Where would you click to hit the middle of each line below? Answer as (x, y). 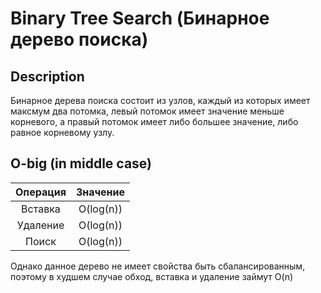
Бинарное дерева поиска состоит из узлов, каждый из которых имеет (160, 100)
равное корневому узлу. (62, 132)
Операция (41, 192)
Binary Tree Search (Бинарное (140, 18)
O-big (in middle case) (81, 163)
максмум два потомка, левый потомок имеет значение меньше (147, 111)
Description (47, 76)
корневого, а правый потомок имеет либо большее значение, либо (154, 121)
